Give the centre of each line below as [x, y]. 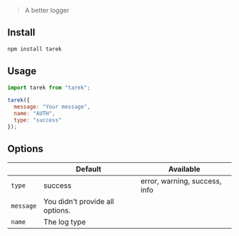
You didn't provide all [79, 201]
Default [89, 168]
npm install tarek [34, 49]
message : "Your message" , [52, 107]
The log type [65, 222]
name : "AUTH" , [34, 114]
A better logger [47, 10]
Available [184, 168]
